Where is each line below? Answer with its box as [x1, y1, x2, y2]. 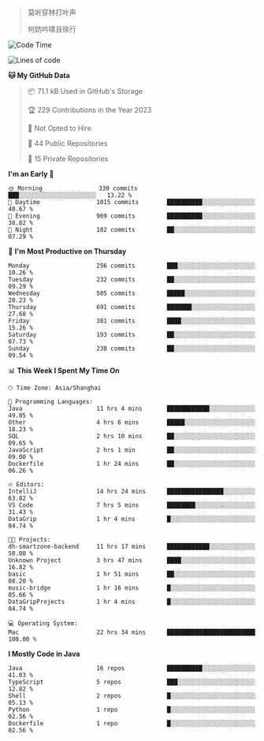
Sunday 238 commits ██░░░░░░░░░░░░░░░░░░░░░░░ [8, 344, 256, 352]
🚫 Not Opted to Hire [27, 124, 92, 132]
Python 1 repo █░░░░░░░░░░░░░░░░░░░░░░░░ [8, 706, 256, 713]
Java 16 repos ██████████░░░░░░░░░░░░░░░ [8, 665, 256, 672]
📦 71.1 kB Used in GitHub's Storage [27, 87, 143, 95]
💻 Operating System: [8, 620, 79, 627]
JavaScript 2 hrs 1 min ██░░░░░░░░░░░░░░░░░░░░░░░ [8, 446, 256, 454]
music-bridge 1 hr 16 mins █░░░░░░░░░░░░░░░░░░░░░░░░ [8, 584, 256, 592]
